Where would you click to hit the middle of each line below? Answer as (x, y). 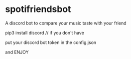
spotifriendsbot (38, 9)
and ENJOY (17, 52)
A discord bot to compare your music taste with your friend (66, 23)
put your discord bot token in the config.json (51, 42)
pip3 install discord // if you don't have (45, 32)
